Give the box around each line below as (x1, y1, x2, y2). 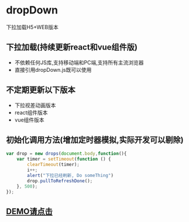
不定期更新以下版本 (6, 85, 75, 95)
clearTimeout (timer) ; (27, 162, 80, 168)
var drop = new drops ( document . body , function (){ (6, 151, 127, 157)
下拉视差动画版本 (14, 102, 56, 109)
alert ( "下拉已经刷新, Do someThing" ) (27, 172, 114, 178)
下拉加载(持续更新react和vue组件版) (6, 42, 138, 53)
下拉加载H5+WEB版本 (6, 23, 59, 30)
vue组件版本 (14, 116, 45, 123)
